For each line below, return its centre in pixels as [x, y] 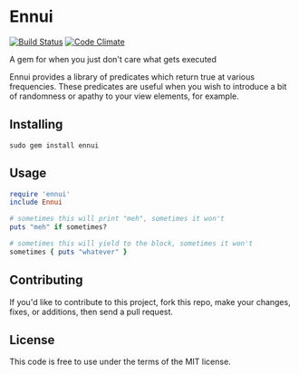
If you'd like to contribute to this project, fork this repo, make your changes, [150, 302]
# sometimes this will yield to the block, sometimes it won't [131, 244]
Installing [36, 125]
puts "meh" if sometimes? [58, 227]
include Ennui [36, 202]
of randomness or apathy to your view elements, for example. [124, 96]
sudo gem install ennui [54, 145]
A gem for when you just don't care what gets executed [113, 59]
